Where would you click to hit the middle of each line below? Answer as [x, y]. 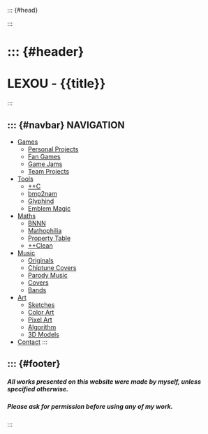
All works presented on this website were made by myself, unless [104, 381]
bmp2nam [42, 193]
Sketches [41, 305]
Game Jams [45, 164]
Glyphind [41, 201]
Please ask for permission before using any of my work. [90, 407]
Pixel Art [40, 320]
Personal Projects [53, 149]
